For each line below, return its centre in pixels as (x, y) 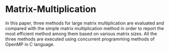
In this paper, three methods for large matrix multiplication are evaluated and (85, 23)
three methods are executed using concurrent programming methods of (80, 39)
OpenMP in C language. (30, 44)
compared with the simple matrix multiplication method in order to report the (84, 28)
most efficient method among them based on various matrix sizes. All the (81, 33)
